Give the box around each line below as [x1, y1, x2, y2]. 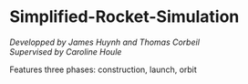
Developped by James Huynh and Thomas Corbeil [9, 37, 201, 47]
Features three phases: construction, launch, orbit [9, 64, 198, 75]
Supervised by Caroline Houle [9, 46, 122, 57]
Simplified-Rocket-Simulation [9, 6, 240, 27]
